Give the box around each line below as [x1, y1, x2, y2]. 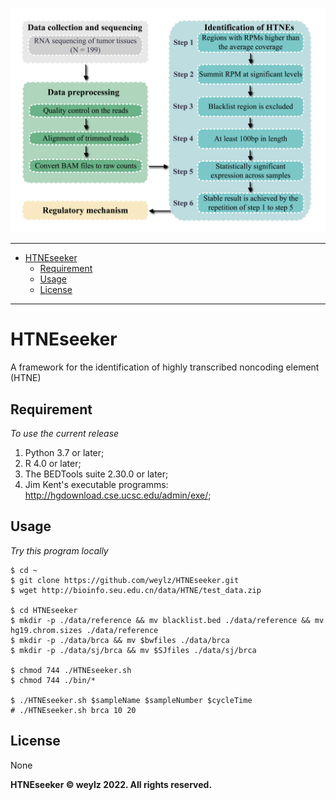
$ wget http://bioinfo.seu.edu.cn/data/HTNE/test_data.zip [10, 585, 262, 595]
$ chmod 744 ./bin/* [10, 675, 97, 685]
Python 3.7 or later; [24, 447, 105, 459]
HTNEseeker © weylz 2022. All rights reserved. [10, 778, 213, 790]
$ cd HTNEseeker [10, 605, 78, 615]
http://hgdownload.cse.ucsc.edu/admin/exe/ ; [24, 489, 212, 502]
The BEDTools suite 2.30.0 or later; [24, 468, 169, 480]
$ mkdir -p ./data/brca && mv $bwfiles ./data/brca [10, 635, 230, 645]
